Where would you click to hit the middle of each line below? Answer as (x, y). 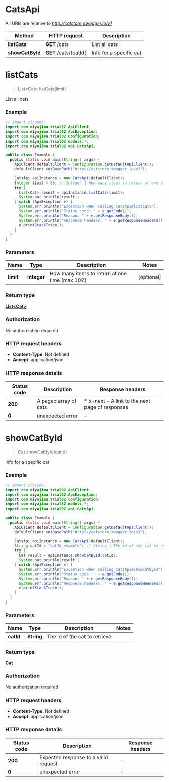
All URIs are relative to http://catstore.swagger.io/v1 (59, 23)
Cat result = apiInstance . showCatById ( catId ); (68, 555)
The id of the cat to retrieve (79, 637)
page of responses (106, 407)
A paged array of (57, 401)
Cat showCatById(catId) (42, 452)
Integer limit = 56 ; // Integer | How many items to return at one (86, 183)
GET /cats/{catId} (66, 53)
